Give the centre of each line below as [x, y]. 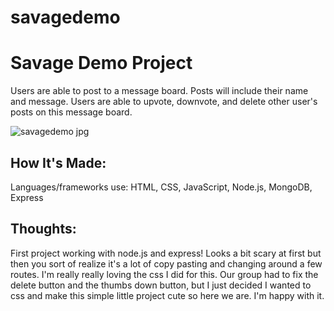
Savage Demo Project [101, 63]
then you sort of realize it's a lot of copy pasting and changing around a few [166, 263]
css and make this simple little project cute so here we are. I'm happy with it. [167, 295]
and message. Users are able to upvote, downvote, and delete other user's [164, 102]
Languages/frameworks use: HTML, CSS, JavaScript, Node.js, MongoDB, [161, 187]
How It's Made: [58, 162]
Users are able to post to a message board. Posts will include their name [159, 91]
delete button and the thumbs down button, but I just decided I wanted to [161, 285]
